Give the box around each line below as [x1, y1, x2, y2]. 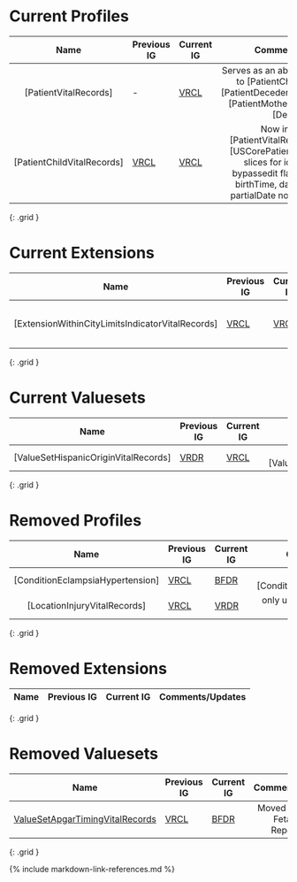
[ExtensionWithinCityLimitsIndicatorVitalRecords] [13, 317, 218, 329]
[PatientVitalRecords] [24, 86, 113, 98]
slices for [243, 156, 282, 168]
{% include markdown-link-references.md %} [9, 863, 175, 874]
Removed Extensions [9, 658, 168, 679]
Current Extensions [9, 243, 155, 263]
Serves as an [221, 64, 276, 76]
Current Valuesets [9, 387, 146, 408]
